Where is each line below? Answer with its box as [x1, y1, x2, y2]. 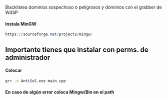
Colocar [5, 67, 22, 74]
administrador [5, 53, 50, 62]
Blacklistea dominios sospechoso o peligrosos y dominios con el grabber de [5, 4, 162, 10]
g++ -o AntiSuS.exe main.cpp [5, 78, 66, 84]
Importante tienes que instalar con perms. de [5, 46, 148, 54]
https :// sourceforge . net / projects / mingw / [5, 32, 93, 37]
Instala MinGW [5, 21, 36, 27]
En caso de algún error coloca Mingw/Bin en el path [5, 89, 114, 95]
